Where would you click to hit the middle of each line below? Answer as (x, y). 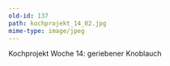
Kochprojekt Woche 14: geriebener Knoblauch (85, 54)
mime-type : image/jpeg (47, 31)
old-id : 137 (28, 16)
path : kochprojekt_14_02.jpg (57, 23)
